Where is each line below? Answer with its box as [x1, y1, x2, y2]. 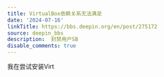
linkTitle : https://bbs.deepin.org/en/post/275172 [7, 23, 158, 30]
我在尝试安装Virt [7, 62, 54, 70]
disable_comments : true [7, 42, 77, 49]
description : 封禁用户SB [7, 36, 79, 43]
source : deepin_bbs [7, 29, 64, 37]
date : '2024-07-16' [7, 17, 64, 24]
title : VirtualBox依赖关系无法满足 [7, 10, 103, 17]
